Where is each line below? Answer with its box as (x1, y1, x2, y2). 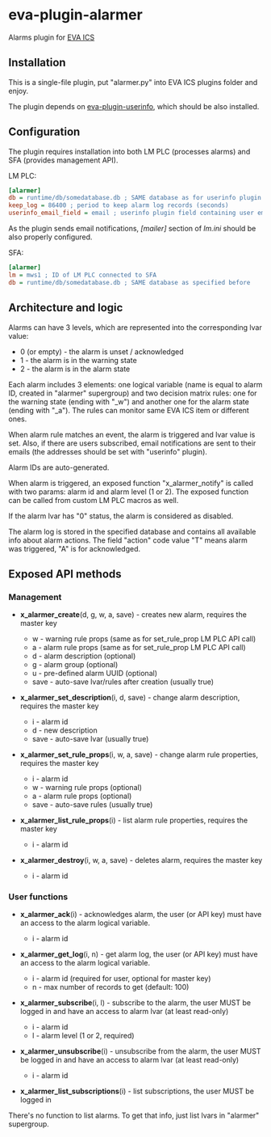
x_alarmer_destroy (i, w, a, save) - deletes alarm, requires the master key (19, 856, 263, 865)
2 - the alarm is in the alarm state (19, 364, 131, 374)
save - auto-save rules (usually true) (31, 800, 153, 809)
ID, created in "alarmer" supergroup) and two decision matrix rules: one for (8, 388, 257, 398)
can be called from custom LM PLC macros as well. (8, 495, 179, 505)
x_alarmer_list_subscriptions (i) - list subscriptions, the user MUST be (19, 1086, 254, 1097)
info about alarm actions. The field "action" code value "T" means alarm (8, 535, 248, 545)
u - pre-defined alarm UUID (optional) (31, 669, 157, 678)
